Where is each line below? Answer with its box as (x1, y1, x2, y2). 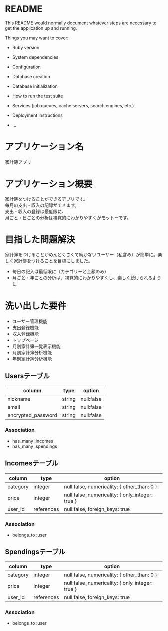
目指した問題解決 (5, 234, 76, 245)
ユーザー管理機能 (12, 318, 48, 324)
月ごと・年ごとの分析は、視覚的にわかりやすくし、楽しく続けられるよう (12, 274, 161, 281)
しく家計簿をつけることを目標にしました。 (5, 258, 93, 264)
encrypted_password (7, 412, 57, 419)
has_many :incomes (12, 438, 54, 444)
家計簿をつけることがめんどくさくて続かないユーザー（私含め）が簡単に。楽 (5, 251, 162, 257)
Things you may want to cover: (5, 35, 69, 41)
